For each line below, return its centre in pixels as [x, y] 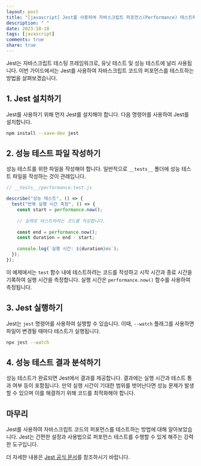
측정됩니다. [19, 287]
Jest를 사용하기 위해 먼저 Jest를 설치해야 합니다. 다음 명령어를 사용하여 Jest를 [98, 114]
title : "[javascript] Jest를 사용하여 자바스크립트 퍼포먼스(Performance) [92, 17]
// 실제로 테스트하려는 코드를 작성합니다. [61, 221]
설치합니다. [19, 122]
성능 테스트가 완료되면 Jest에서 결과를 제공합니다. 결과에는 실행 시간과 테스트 [96, 378]
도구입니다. [25, 444]
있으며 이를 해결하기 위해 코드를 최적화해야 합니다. [77, 393]
